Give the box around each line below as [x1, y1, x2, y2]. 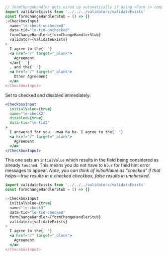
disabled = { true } [9, 116, 43, 121]
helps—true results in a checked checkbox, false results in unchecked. [5, 173, 150, 179]
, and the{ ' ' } [9, 65, 41, 70]
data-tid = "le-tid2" [9, 120, 50, 125]
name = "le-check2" [9, 111, 46, 116]
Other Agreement [14, 74, 48, 79]
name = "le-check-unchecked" [9, 23, 66, 28]
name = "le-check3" [9, 205, 46, 210]
